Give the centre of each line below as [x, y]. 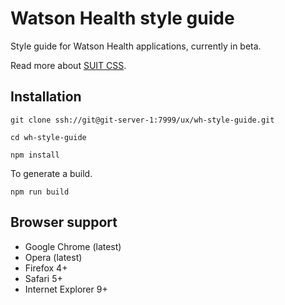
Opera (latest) [53, 257]
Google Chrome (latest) [73, 246]
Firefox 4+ [46, 268]
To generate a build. [51, 173]
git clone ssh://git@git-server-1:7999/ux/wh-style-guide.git [142, 120]
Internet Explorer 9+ [66, 289]
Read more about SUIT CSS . [68, 65]
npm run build [40, 192]
